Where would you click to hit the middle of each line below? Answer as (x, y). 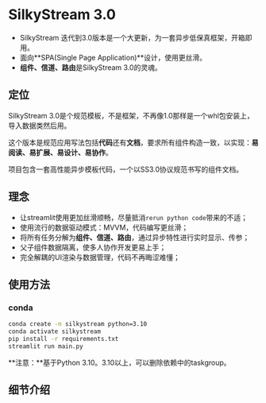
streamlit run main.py (46, 346)
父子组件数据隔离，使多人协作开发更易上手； (93, 247)
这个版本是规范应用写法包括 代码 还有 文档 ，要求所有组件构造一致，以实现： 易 (133, 142)
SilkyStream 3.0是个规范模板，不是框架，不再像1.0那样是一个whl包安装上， (131, 115)
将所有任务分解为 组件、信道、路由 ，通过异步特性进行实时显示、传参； (135, 237)
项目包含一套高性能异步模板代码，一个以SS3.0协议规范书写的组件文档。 (126, 169)
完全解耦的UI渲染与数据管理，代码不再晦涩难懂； (100, 257)
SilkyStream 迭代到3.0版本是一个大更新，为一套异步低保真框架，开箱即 (136, 37)
